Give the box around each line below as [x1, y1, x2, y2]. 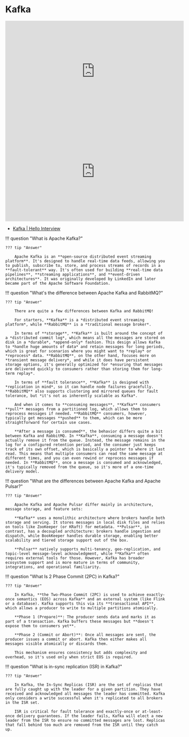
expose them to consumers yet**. [5, 623, 76, 629]
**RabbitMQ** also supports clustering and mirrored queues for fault [5, 389, 158, 394]
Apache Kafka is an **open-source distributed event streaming [14, 254, 152, 259]
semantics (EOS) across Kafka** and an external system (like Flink [16, 596, 166, 602]
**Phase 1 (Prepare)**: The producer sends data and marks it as [14, 614, 156, 619]
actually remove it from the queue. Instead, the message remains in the [5, 438, 166, 443]
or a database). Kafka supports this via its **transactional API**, [5, 601, 156, 606]
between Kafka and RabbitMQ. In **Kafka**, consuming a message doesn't [5, 433, 163, 439]
